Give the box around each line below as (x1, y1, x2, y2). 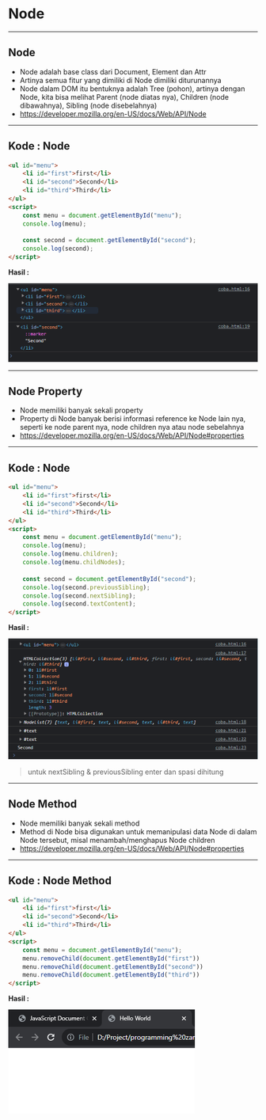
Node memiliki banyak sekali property (19, 405, 143, 416)
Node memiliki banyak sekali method (19, 818, 140, 828)
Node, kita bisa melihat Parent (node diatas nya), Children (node (19, 92, 230, 101)
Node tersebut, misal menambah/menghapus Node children (19, 835, 215, 845)
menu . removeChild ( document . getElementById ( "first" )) (22, 955, 200, 962)
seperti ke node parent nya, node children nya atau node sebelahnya (19, 423, 245, 432)
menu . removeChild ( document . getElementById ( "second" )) (22, 962, 203, 970)
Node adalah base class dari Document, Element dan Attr (19, 66, 207, 76)
